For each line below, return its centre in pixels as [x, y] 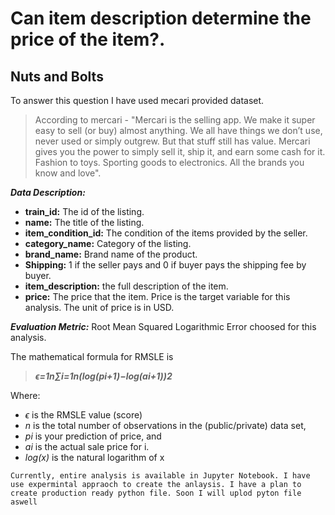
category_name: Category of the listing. [108, 243]
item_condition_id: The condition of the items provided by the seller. [166, 233]
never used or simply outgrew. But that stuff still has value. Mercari [172, 141]
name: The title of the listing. [84, 222]
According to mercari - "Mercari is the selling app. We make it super [175, 120]
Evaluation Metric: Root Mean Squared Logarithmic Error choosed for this [163, 326]
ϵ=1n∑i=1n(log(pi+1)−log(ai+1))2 [103, 376]
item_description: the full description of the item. [126, 286]
